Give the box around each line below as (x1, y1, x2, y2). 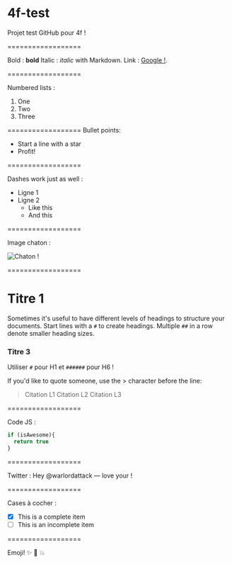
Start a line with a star (17, 140, 81, 148)
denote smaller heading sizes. (7, 329, 95, 337)
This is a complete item (17, 512, 86, 521)
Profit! (17, 147, 36, 155)
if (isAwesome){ (7, 432, 55, 439)
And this (28, 210, 53, 219)
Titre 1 (7, 291, 45, 307)
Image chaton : (7, 238, 51, 247)
